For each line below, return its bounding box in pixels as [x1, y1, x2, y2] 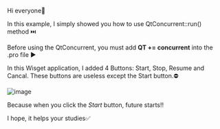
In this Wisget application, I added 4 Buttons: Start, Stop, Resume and [7, 64, 205, 72]
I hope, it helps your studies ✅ [7, 114, 91, 122]
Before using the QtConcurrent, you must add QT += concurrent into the [7, 43, 213, 51]
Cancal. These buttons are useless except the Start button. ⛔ [7, 72, 179, 80]
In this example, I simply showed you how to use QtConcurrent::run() [7, 20, 202, 27]
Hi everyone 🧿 [7, 7, 46, 14]
